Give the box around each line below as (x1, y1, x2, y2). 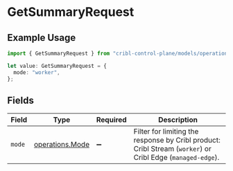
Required (96, 115, 127, 125)
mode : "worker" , (13, 69, 60, 76)
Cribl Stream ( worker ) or (133, 144, 212, 154)
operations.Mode (33, 140, 90, 150)
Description (158, 115, 198, 125)
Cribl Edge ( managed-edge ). (133, 153, 220, 163)
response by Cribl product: (133, 136, 221, 145)
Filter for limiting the (133, 127, 199, 136)
